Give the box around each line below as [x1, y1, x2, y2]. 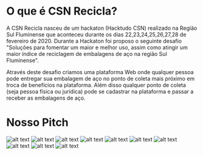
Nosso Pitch [6, 115, 69, 129]
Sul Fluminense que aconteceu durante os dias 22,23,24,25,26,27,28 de [6, 30, 187, 38]
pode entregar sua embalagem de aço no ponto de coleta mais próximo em [6, 75, 195, 82]
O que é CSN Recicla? [6, 4, 117, 18]
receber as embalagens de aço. [6, 94, 86, 102]
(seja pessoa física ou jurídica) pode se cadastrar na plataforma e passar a [6, 88, 194, 95]
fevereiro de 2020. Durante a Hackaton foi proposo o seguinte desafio [6, 37, 182, 44]
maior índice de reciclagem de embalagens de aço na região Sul [6, 50, 167, 57]
